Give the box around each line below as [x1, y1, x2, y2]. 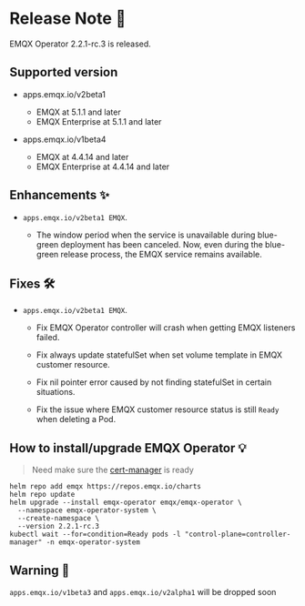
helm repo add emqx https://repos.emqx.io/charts [9, 482, 202, 491]
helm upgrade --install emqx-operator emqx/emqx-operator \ [9, 498, 243, 508]
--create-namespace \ [17, 514, 100, 523]
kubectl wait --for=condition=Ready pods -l [9, 530, 181, 540]
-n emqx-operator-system [46, 538, 141, 547]
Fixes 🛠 [9, 276, 56, 291]
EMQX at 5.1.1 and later [36, 106, 121, 117]
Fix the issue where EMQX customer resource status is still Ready [36, 404, 280, 415]
